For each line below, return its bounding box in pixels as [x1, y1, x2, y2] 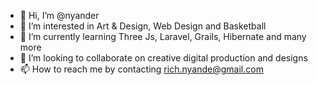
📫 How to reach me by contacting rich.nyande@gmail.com [19, 63, 264, 75]
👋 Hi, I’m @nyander [19, 10, 100, 21]
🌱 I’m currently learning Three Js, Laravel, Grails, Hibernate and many [19, 31, 307, 42]
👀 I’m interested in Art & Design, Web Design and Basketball [19, 20, 267, 32]
